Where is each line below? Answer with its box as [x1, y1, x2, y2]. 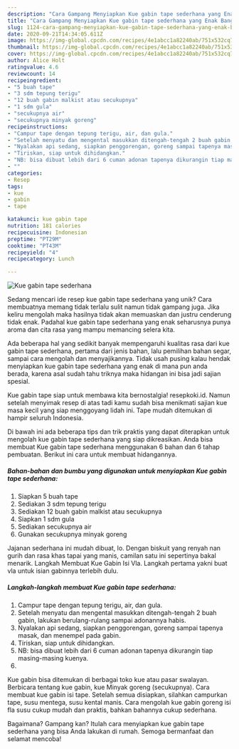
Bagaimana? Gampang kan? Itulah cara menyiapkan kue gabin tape [7, 720, 205, 728]
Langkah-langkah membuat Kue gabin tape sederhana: [7, 583, 176, 591]
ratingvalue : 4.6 [7, 63, 59, 71]
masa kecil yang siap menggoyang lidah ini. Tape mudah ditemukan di [7, 406, 213, 414]
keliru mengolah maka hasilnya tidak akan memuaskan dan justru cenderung [7, 310, 232, 319]
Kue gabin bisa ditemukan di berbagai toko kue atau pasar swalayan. [7, 676, 209, 684]
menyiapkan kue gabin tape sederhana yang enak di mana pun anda [7, 362, 208, 371]
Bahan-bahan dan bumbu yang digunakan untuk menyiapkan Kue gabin [7, 467, 228, 475]
